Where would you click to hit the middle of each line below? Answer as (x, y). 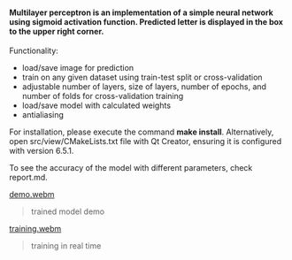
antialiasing (43, 115)
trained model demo (67, 211)
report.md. (29, 178)
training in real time (66, 246)
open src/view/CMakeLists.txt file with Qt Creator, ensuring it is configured (146, 141)
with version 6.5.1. (42, 151)
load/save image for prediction (78, 68)
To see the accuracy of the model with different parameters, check (131, 168)
